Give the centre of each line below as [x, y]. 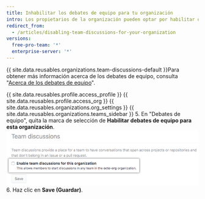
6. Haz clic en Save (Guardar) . [45, 190]
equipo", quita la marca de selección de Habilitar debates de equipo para [99, 120]
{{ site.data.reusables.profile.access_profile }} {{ [67, 94]
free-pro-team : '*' [37, 45]
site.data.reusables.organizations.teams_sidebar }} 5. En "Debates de [94, 114]
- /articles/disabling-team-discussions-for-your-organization [94, 32]
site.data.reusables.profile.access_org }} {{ [60, 101]
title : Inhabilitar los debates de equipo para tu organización [90, 13]
